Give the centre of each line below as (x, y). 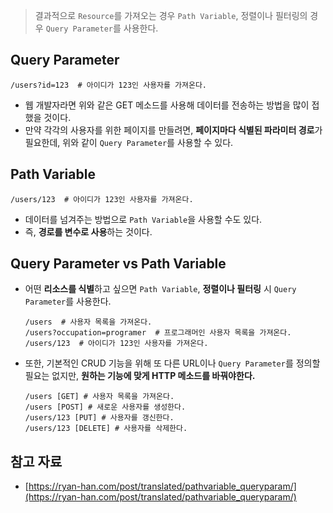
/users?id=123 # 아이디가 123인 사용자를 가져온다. (109, 85)
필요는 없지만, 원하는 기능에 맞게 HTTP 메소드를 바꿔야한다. (140, 376)
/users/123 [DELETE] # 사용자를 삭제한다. (106, 429)
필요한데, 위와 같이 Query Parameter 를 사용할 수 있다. (129, 142)
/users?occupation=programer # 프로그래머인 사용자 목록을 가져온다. (158, 333)
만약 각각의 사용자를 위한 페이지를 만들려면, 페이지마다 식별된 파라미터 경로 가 (173, 130)
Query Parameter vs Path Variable (118, 264)
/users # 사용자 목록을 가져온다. (88, 322)
